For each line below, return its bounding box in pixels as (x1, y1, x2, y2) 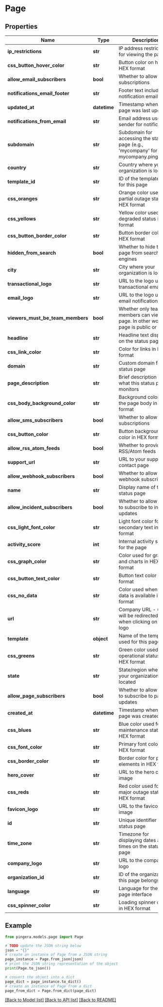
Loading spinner (118, 899, 156, 906)
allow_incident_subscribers (7, 504, 73, 510)
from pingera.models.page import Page (5, 934, 83, 939)
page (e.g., (118, 141, 144, 148)
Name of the (118, 633, 147, 639)
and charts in (118, 558, 149, 565)
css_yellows (7, 215, 36, 222)
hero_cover (7, 772, 34, 778)
